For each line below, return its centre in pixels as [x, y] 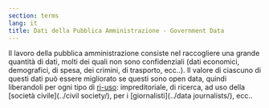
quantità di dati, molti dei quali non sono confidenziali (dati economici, [124, 62]
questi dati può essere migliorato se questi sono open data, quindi [118, 79]
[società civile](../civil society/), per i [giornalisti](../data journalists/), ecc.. [130, 96]
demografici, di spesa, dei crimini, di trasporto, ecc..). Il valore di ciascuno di [135, 70]
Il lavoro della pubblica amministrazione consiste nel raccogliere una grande [134, 54]
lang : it [23, 23]
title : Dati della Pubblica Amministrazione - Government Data [116, 30]
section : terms [34, 16]
